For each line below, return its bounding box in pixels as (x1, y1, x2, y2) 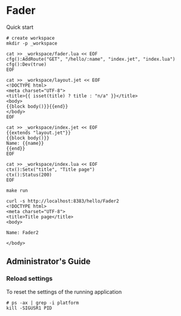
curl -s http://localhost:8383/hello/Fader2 (6, 198, 119, 204)
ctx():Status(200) (6, 172, 52, 178)
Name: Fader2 (6, 229, 39, 235)
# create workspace (6, 35, 55, 41)
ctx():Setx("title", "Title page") (6, 166, 95, 172)
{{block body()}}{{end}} (6, 103, 68, 109)
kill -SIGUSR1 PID (6, 305, 52, 311)
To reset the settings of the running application (6, 288, 122, 295)
